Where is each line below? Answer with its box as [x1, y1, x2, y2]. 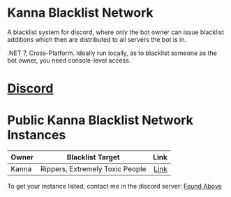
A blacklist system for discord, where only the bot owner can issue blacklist [7, 28, 225, 36]
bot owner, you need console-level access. [7, 56, 131, 64]
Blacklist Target [66, 152, 120, 162]
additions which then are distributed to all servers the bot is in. [7, 35, 187, 43]
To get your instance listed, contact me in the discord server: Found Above [7, 182, 222, 191]
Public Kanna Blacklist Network [7, 113, 193, 128]
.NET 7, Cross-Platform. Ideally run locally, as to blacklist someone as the [7, 49, 218, 57]
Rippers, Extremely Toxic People [40, 164, 147, 174]
